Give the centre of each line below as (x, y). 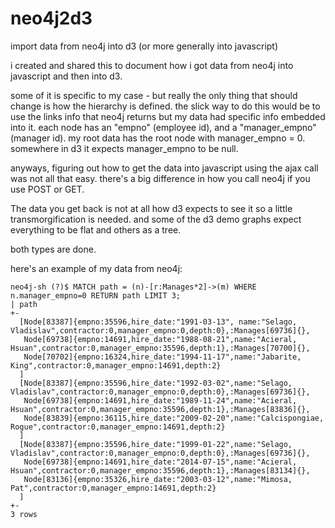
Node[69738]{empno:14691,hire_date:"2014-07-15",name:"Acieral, (160, 462)
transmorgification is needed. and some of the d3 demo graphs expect (156, 219)
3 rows (24, 514)
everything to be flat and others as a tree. (96, 229)
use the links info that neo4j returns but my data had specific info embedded (168, 116)
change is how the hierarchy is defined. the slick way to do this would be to (165, 106)
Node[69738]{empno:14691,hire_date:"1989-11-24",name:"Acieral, (160, 400)
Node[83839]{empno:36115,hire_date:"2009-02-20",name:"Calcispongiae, (174, 418)
